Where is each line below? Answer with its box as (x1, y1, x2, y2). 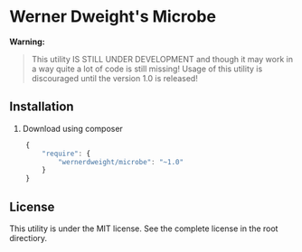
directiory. (9, 232, 48, 243)
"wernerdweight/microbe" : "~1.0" (57, 157, 184, 166)
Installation (9, 99, 74, 115)
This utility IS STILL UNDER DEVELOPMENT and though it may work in (31, 53, 294, 64)
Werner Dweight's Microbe (9, 6, 217, 27)
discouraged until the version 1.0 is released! (31, 72, 199, 83)
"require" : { (42, 149, 91, 158)
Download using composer (22, 123, 124, 134)
